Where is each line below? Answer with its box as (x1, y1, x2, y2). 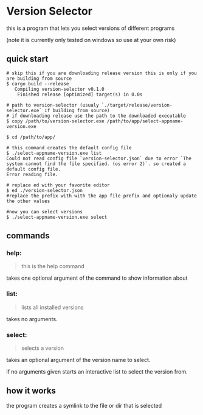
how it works (6, 386, 57, 396)
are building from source (6, 75, 72, 82)
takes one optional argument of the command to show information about (6, 274, 188, 282)
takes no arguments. (6, 315, 58, 322)
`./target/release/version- (101, 102, 173, 108)
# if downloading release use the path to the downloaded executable (6, 113, 187, 119)
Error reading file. (6, 171, 59, 177)
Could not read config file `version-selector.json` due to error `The (6, 155, 191, 161)
